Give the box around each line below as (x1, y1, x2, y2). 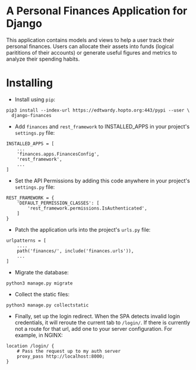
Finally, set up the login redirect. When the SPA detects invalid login (14, 312, 180, 320)
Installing (6, 76, 53, 90)
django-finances (11, 112, 52, 118)
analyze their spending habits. (6, 55, 80, 62)
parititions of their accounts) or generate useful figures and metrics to (6, 49, 177, 56)
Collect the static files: (14, 290, 70, 298)
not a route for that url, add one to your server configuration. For (14, 325, 172, 332)
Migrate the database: (14, 268, 69, 276)
